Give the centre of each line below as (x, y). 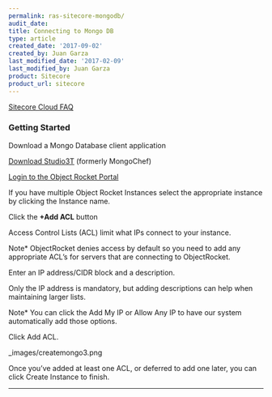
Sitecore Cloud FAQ (41, 107)
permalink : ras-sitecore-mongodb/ (67, 16)
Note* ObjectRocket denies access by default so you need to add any (125, 248)
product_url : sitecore (47, 83)
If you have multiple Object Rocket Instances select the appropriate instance (136, 192)
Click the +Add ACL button (53, 216)
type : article (32, 38)
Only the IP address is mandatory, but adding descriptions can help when (131, 288)
